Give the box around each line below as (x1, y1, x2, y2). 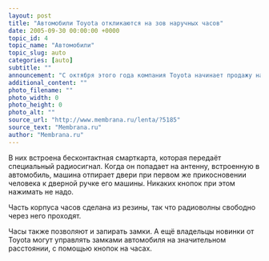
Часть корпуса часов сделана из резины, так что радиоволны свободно (8, 202, 256, 212)
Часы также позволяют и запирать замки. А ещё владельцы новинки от (8, 226, 255, 236)
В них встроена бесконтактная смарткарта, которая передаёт (8, 153, 222, 163)
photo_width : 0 (8, 94, 59, 102)
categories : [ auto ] (8, 57, 74, 65)
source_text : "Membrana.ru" (8, 123, 102, 131)
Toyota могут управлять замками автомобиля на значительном (8, 235, 227, 244)
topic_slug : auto (8, 49, 66, 57)
